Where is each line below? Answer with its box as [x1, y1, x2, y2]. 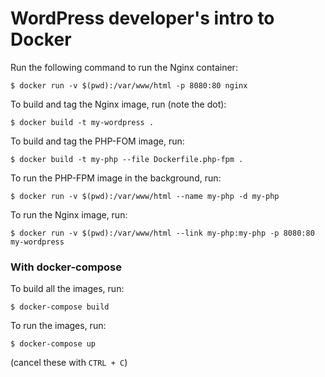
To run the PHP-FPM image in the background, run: [10, 172, 222, 184]
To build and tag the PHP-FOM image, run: [10, 135, 185, 147]
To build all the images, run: [10, 283, 125, 295]
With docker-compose [10, 260, 122, 274]
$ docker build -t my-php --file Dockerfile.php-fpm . [10, 154, 244, 164]
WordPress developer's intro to [10, 7, 275, 30]
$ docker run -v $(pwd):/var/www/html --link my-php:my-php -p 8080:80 [10, 228, 315, 238]
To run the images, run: [10, 320, 107, 332]
